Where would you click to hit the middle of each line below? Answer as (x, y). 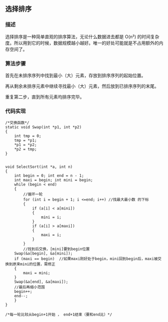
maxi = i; (51, 235)
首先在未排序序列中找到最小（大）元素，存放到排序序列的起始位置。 (75, 75)
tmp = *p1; (26, 141)
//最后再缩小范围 (30, 287)
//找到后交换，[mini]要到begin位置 (57, 249)
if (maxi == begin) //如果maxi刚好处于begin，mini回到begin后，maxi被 (86, 259)
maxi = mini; (37, 273)
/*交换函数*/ (17, 123)
